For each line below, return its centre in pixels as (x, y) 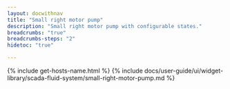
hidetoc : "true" (30, 45)
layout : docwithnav (35, 13)
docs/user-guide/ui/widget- (183, 71)
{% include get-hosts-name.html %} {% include (75, 71)
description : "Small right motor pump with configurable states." (105, 26)
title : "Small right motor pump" (55, 20)
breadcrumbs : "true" (37, 33)
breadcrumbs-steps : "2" (41, 39)
